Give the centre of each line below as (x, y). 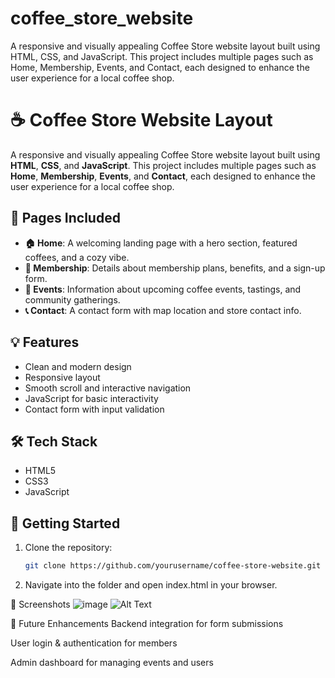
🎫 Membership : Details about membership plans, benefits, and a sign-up (175, 268)
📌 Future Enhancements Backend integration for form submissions (147, 623)
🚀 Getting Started (65, 523)
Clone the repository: (68, 548)
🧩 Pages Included (65, 218)
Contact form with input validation (94, 409)
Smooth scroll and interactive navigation (108, 388)
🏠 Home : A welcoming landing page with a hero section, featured (161, 243)
